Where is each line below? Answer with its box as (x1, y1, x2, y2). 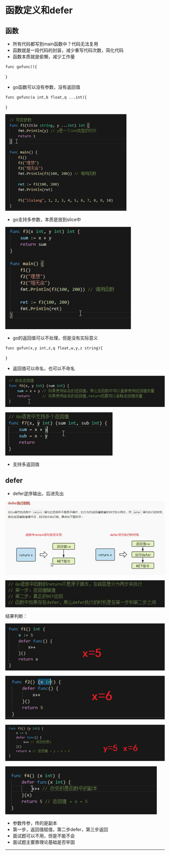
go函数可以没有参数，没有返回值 (12, 84, 80, 90)
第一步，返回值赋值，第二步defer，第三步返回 (12, 827, 108, 833)
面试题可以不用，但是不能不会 (12, 833, 75, 839)
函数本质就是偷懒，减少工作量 (12, 54, 75, 59)
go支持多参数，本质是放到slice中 (12, 216, 81, 223)
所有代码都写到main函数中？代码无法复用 (12, 41, 99, 47)
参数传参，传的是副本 (12, 820, 57, 826)
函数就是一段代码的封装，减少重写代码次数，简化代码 (12, 47, 124, 53)
